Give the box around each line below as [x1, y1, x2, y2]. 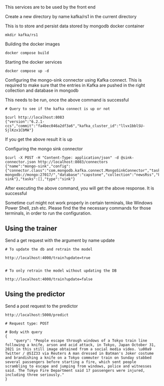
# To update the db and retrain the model [5, 247, 93, 252]
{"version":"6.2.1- [5, 119, 45, 124]
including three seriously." [5, 372, 64, 377]
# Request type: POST [5, 321, 49, 326]
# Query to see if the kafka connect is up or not [5, 107, 110, 111]
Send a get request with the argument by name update [5, 237, 115, 243]
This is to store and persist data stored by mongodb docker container [5, 23, 145, 29]
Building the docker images [5, 41, 60, 47]
